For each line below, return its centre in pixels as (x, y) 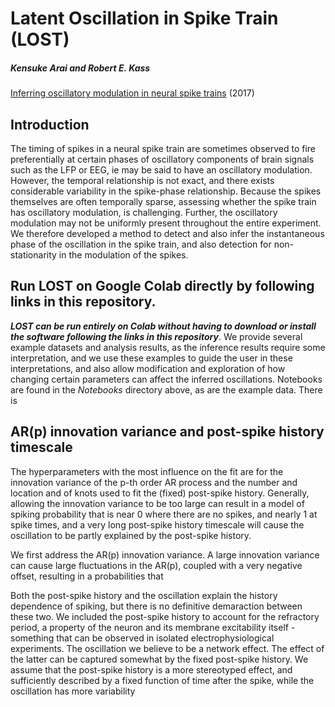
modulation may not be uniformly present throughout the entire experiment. (166, 223)
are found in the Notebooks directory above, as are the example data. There (166, 389)
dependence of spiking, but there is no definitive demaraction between (156, 606)
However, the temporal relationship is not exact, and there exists (142, 180)
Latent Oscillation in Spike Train (144, 18)
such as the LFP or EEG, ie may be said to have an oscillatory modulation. (161, 169)
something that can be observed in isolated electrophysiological (142, 638)
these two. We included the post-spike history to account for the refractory (165, 616)
